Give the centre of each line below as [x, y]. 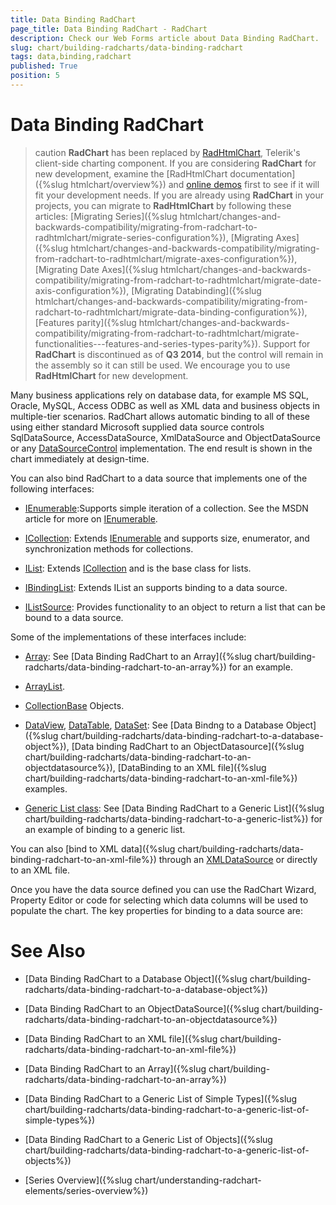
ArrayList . [45, 686]
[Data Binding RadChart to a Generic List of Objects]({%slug [148, 1139]
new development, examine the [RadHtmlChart [131, 173]
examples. [46, 788]
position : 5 [35, 76]
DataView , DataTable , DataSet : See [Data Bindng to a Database [154, 725]
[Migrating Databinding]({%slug [196, 290]
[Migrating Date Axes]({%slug [96, 269]
